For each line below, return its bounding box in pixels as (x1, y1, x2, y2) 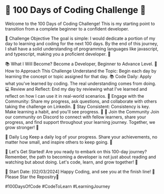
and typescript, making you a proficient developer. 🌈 (5, 51, 111, 57)
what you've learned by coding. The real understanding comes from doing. (5, 81, 157, 86)
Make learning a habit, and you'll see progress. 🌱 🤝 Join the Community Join (5, 109, 159, 114)
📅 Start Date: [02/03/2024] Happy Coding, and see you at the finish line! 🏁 (5, 168, 155, 174)
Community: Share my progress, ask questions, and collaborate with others (5, 98, 157, 104)
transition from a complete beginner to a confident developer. (5, 26, 129, 31)
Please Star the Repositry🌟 (5, 174, 59, 180)
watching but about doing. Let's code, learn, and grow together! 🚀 (5, 159, 138, 165)
